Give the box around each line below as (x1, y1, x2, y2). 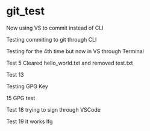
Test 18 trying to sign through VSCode (6, 106, 101, 113)
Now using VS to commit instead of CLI (6, 24, 104, 31)
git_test (6, 4, 45, 18)
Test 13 (6, 71, 24, 78)
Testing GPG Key (6, 83, 48, 90)
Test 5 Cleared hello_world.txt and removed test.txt (6, 59, 134, 66)
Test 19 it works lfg (6, 118, 53, 125)
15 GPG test (6, 94, 36, 101)
